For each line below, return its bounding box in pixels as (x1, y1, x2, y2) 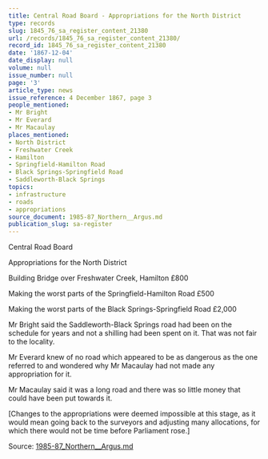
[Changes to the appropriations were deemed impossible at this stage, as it (8, 409, 256, 419)
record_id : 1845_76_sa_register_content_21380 (8, 42, 166, 50)
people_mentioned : (8, 101, 70, 109)
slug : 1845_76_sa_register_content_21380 (8, 26, 149, 34)
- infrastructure (8, 190, 66, 199)
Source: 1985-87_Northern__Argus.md (8, 441, 134, 451)
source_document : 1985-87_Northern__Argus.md (8, 213, 162, 221)
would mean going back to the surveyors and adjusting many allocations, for (8, 417, 261, 427)
